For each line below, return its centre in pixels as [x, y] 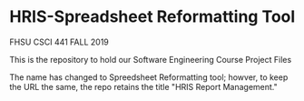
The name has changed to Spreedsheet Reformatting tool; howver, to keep [149, 77]
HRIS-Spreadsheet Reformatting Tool [152, 17]
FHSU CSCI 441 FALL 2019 [59, 42]
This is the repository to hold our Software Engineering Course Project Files [151, 59]
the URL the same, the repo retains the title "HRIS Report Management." [144, 86]
